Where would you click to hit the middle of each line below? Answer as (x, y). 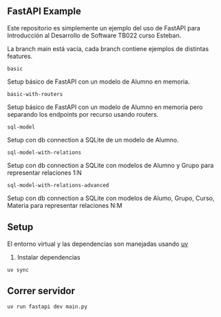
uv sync (18, 270)
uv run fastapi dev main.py (48, 307)
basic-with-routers (35, 94)
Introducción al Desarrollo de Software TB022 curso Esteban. (94, 35)
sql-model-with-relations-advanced (58, 185)
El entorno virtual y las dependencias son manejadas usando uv (98, 244)
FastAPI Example (44, 11)
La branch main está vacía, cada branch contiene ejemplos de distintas (108, 48)
